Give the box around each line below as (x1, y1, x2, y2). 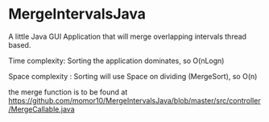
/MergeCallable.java (8, 104, 75, 114)
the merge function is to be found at (8, 86, 128, 97)
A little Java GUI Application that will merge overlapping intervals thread (8, 32, 247, 41)
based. (8, 40, 31, 49)
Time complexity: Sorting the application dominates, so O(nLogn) (8, 56, 225, 65)
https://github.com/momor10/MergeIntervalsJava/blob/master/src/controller (8, 95, 261, 105)
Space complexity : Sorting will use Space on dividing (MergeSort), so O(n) (8, 71, 258, 81)
